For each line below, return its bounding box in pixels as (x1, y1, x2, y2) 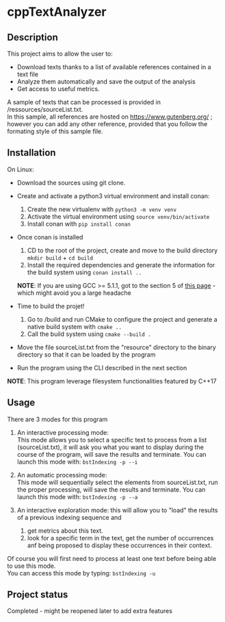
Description (7, 32, 58, 43)
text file (16, 70, 39, 78)
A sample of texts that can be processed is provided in (7, 98, 161, 106)
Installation (7, 147, 56, 158)
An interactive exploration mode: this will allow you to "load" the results (16, 505, 218, 514)
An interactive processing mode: (16, 428, 109, 436)
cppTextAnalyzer (7, 4, 107, 20)
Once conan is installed (16, 232, 83, 241)
